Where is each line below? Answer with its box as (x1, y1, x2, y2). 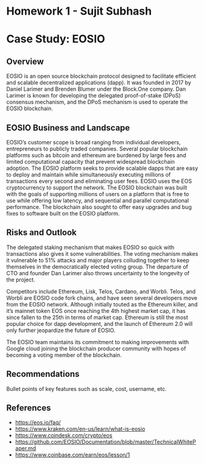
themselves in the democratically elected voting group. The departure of (6, 263, 189, 270)
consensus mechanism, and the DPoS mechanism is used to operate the (6, 99, 188, 106)
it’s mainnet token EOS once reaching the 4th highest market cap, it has (6, 307, 186, 314)
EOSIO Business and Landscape (6, 122, 130, 133)
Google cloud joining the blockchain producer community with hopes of (6, 345, 186, 352)
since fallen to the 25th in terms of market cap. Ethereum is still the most (6, 314, 188, 321)
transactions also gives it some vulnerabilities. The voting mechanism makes (6, 250, 199, 257)
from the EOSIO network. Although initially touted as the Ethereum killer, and (6, 300, 198, 308)
